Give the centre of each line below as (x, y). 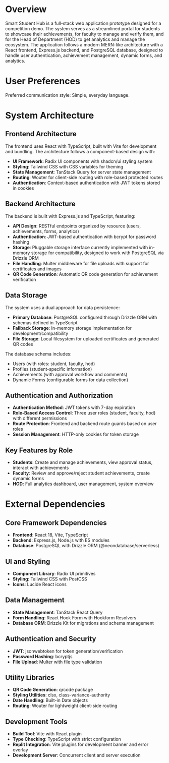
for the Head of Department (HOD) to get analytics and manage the (75, 39)
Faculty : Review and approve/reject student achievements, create (81, 473)
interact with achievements (41, 468)
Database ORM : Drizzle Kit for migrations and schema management (83, 623)
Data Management (35, 600)
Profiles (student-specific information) (52, 369)
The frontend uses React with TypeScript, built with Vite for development (81, 146)
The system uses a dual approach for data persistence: (63, 307)
